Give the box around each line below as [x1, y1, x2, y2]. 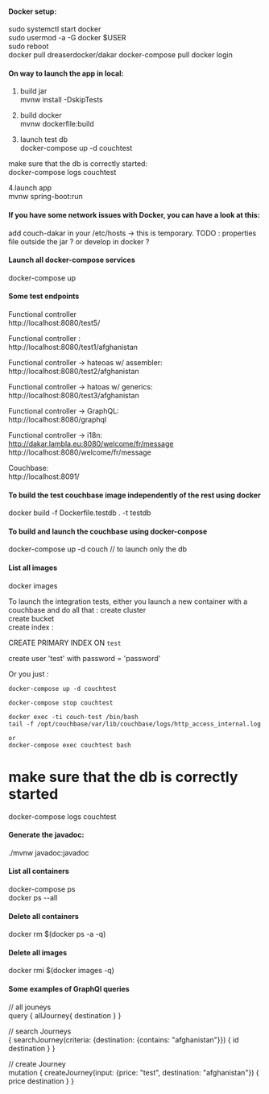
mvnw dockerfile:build [19, 119, 94, 129]
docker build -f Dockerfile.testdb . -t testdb [8, 508, 151, 518]
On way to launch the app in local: [8, 69, 124, 78]
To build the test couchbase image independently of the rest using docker [8, 490, 261, 500]
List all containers [8, 867, 70, 876]
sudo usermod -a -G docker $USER [8, 33, 126, 43]
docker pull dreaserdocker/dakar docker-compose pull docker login [8, 50, 234, 60]
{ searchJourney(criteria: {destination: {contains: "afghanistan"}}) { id [8, 1034, 239, 1044]
